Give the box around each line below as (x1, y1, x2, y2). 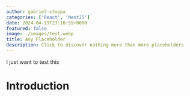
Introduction (6, 79, 70, 93)
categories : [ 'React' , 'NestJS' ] (6, 14, 90, 20)
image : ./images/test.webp (6, 31, 74, 37)
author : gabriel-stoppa (6, 8, 66, 15)
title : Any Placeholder (6, 36, 66, 42)
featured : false (6, 25, 47, 32)
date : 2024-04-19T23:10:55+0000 (6, 20, 87, 26)
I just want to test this (6, 58, 60, 66)
